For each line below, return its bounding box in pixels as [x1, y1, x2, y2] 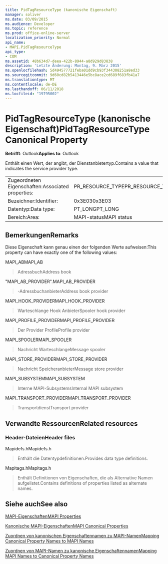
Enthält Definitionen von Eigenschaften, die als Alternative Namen [17, 474, 153, 481]
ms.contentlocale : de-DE [5, 82, 57, 87]
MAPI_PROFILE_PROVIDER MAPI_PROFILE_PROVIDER [5, 318, 115, 324]
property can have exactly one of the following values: [5, 249, 117, 255]
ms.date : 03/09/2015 [5, 17, 48, 22]
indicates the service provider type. [5, 166, 78, 172]
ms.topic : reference [5, 26, 48, 31]
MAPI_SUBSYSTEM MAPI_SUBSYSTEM [5, 376, 85, 382]
